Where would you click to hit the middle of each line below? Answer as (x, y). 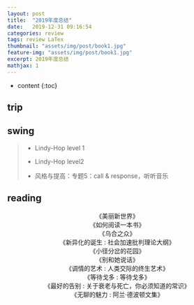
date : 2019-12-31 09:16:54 (50, 27)
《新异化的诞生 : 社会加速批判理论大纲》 (117, 242)
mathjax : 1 (23, 66)
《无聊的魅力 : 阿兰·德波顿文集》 (117, 295)
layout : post (26, 14)
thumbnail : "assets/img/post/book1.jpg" (67, 46)
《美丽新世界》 (117, 216)
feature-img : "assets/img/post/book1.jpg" (70, 53)
